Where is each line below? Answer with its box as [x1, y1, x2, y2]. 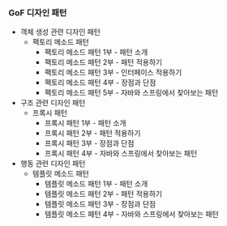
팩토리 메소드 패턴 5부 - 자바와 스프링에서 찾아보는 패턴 [44, 87, 219, 98]
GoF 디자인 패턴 [8, 6, 67, 18]
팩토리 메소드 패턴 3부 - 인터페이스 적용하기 [44, 67, 182, 78]
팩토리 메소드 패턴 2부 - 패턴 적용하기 [44, 58, 163, 67]
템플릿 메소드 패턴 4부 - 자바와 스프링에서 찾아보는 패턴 [44, 209, 219, 220]
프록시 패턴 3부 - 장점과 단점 [44, 139, 135, 148]
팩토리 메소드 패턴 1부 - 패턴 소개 [44, 47, 148, 58]
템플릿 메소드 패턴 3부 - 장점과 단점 [44, 199, 156, 209]
